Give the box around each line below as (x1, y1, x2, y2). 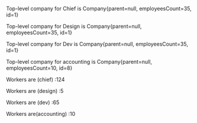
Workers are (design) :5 (6, 88, 64, 94)
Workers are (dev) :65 (6, 99, 60, 106)
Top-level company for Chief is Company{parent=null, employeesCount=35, (6, 5, 192, 12)
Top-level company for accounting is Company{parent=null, (6, 59, 153, 65)
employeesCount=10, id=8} (6, 64, 73, 72)
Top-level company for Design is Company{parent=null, (6, 23, 142, 30)
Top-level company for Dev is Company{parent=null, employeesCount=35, (6, 41, 188, 47)
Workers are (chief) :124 (6, 76, 65, 83)
